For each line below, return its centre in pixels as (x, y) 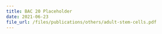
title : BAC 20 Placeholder (39, 11)
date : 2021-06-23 (27, 17)
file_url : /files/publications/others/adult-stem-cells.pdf (82, 22)
